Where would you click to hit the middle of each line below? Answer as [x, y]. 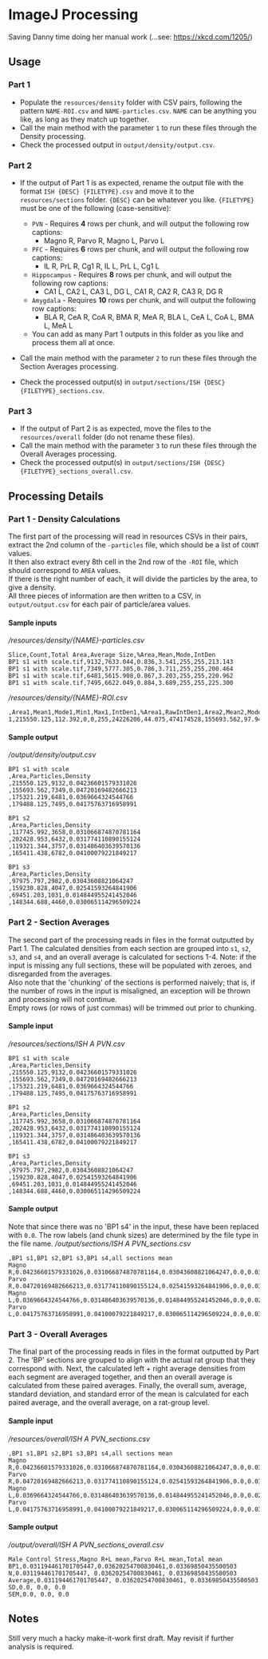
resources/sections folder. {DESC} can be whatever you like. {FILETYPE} [137, 199]
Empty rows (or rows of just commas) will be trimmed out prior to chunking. [132, 1008]
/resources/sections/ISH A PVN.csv [67, 1044]
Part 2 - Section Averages [59, 922]
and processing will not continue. [63, 999]
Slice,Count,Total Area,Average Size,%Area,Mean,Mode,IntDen [112, 655]
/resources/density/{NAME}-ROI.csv [68, 698]
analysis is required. [41, 1646]
